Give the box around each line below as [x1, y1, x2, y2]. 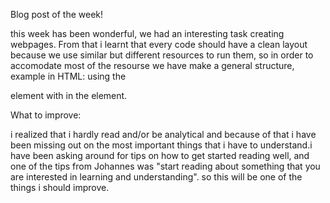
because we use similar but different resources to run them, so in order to [10, 49, 314, 61]
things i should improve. [10, 182, 110, 193]
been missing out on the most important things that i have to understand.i [10, 139, 313, 151]
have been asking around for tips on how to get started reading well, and [10, 150, 310, 161]
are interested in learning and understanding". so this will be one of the [10, 171, 303, 183]
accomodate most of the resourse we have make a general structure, [10, 60, 295, 71]
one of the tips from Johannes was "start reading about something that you [10, 160, 321, 172]
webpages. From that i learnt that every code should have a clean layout [10, 39, 308, 50]
